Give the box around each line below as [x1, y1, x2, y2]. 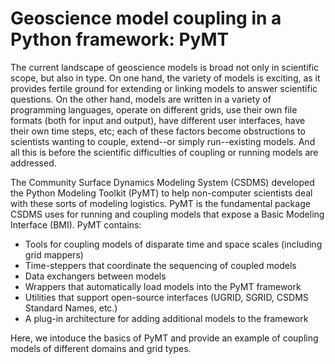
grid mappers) [24, 248, 84, 261]
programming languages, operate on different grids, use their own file [10, 103, 298, 116]
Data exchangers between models [24, 270, 167, 282]
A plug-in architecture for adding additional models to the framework [24, 312, 309, 324]
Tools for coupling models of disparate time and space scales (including [24, 238, 323, 250]
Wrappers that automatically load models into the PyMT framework [24, 280, 302, 292]
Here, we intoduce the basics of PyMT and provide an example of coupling [10, 332, 319, 344]
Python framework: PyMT [10, 28, 230, 51]
